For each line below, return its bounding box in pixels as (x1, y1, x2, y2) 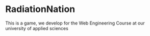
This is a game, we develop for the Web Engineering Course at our (5, 20, 145, 26)
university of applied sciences (5, 25, 69, 31)
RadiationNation (5, 3, 76, 15)
